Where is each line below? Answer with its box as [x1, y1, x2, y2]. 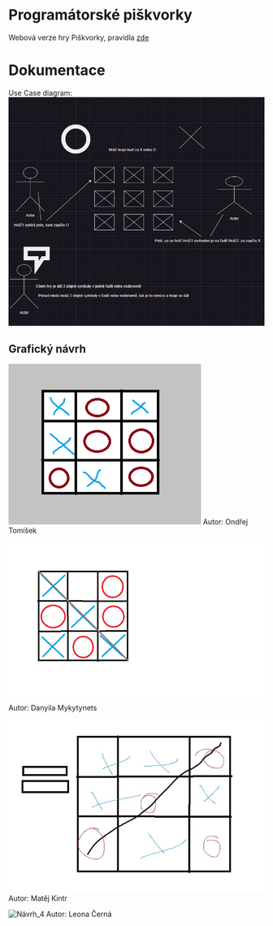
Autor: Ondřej [202, 516, 249, 526]
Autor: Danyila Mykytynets [8, 702, 97, 712]
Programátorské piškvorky [8, 6, 193, 24]
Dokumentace [8, 61, 106, 80]
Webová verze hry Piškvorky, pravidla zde [8, 33, 149, 42]
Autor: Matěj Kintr [8, 893, 67, 903]
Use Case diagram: [8, 88, 73, 98]
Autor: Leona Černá [45, 909, 112, 919]
